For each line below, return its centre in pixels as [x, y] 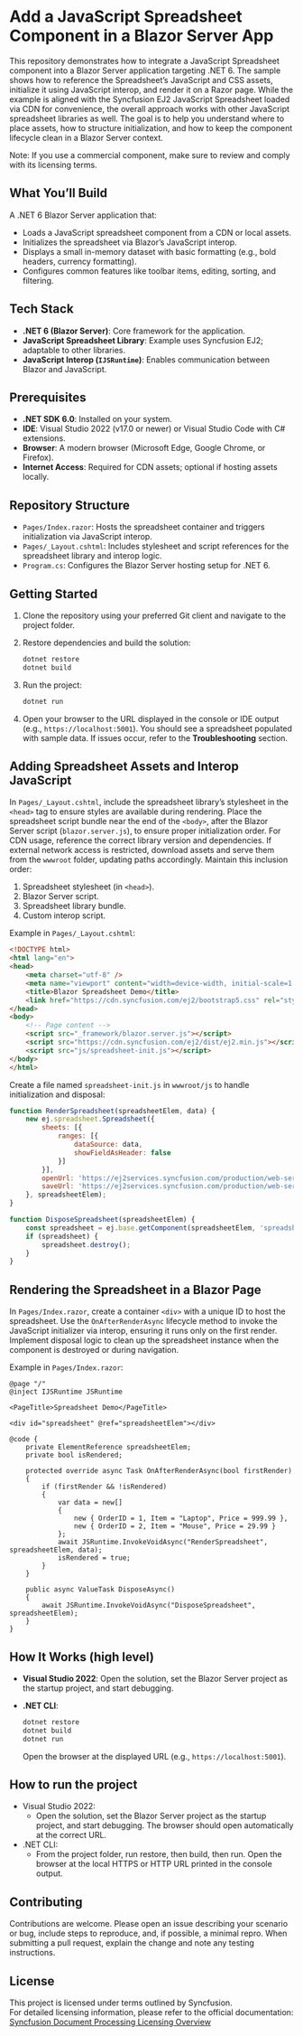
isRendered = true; [94, 1558]
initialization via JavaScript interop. [87, 537]
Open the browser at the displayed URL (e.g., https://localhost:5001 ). [154, 1756]
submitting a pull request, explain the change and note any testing [132, 1943]
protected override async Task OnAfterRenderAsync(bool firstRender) [159, 1471]
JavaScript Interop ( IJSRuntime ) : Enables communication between [146, 360]
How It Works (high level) [82, 1657]
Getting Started [54, 594]
